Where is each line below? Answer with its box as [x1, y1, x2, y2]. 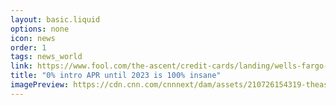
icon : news [10, 33, 56, 43]
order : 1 [10, 42, 47, 53]
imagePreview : [10, 80, 70, 90]
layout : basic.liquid [10, 14, 101, 25]
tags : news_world [10, 52, 83, 62]
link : [10, 61, 33, 71]
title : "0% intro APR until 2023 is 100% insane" [10, 71, 222, 81]
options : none [10, 24, 70, 34]
